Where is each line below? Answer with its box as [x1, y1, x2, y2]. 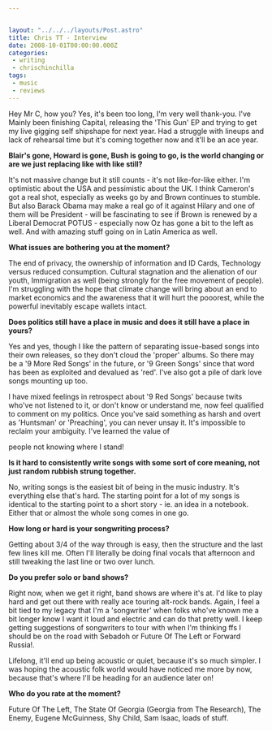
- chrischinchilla [11, 64, 75, 72]
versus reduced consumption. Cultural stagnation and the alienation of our [8, 266, 257, 276]
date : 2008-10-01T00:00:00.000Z [8, 41, 118, 50]
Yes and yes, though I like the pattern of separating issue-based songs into [8, 341, 260, 351]
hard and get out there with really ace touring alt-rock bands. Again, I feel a [8, 596, 260, 606]
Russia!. [8, 639, 35, 650]
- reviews [11, 86, 45, 94]
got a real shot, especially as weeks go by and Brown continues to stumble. [8, 192, 261, 201]
